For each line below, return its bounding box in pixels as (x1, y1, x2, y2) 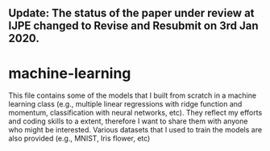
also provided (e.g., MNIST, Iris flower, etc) (8, 133, 151, 144)
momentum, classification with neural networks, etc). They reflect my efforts (8, 108, 263, 118)
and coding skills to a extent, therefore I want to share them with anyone (8, 116, 248, 126)
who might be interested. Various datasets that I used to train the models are (8, 125, 263, 135)
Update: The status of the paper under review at (8, 6, 255, 20)
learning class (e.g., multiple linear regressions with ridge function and (8, 99, 243, 109)
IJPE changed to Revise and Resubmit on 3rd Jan (8, 19, 260, 33)
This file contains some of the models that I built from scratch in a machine (8, 90, 256, 100)
